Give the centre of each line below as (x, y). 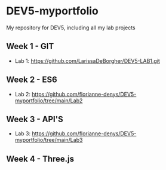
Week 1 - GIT (30, 46)
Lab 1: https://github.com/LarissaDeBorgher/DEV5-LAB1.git (87, 60)
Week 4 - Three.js (40, 159)
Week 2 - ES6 (32, 80)
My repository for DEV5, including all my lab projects (71, 28)
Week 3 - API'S (35, 119)
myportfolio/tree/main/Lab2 (49, 101)
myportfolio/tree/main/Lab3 (49, 140)
